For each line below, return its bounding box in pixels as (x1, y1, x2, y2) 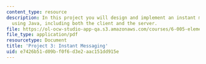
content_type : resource (6, 9, 67, 15)
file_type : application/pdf (6, 32, 78, 38)
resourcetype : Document (6, 37, 67, 43)
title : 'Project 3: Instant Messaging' (6, 43, 109, 49)
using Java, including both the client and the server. (12, 20, 158, 26)
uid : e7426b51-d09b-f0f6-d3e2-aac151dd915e (6, 49, 120, 55)
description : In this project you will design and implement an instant (6, 15, 196, 21)
